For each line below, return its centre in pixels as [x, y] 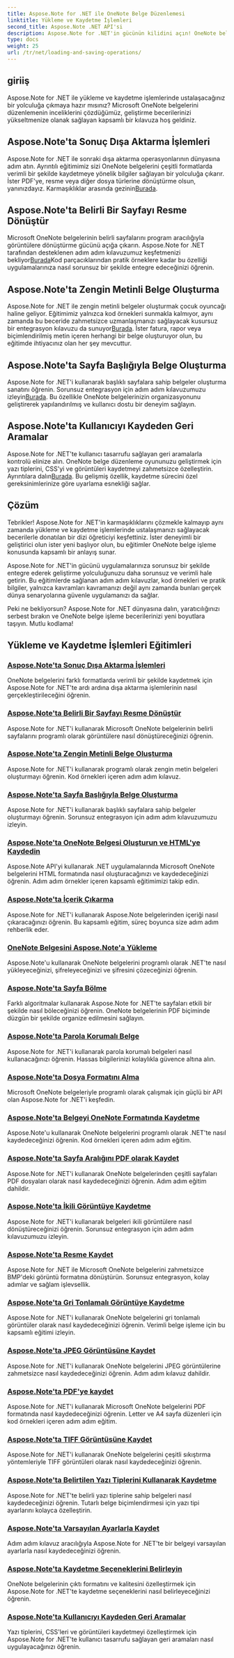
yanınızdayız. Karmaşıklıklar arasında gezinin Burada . [83, 188]
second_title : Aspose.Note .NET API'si [65, 27]
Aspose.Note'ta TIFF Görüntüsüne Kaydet [80, 1439]
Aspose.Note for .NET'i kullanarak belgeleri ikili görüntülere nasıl [100, 1221]
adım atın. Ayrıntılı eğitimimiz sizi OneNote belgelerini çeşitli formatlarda [110, 166]
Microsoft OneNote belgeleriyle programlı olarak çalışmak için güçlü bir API [115, 1092]
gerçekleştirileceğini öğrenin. [49, 695]
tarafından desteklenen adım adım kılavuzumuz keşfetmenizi [94, 253]
